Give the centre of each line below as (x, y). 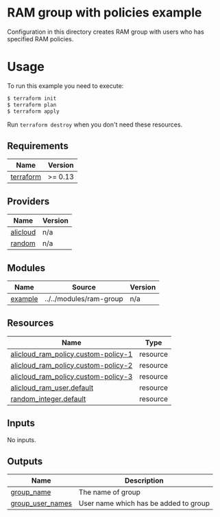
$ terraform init (32, 98)
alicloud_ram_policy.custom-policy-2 (72, 365)
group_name (31, 492)
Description (144, 481)
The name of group (109, 492)
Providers (28, 201)
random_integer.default (48, 399)
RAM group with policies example (105, 13)
